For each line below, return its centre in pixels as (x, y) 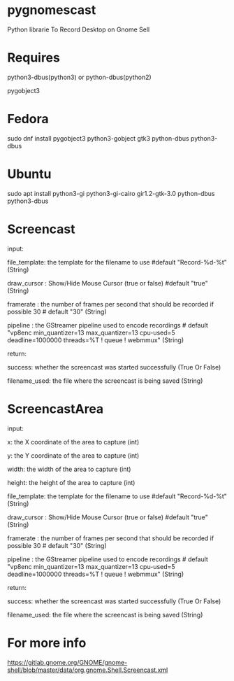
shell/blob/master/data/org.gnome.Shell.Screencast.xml (88, 670)
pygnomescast (52, 10)
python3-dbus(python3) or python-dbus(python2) (79, 77)
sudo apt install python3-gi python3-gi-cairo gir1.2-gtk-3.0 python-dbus (111, 193)
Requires (34, 58)
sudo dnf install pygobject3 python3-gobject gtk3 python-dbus (98, 138)
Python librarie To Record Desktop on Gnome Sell (79, 29)
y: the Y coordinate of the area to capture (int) (73, 455)
